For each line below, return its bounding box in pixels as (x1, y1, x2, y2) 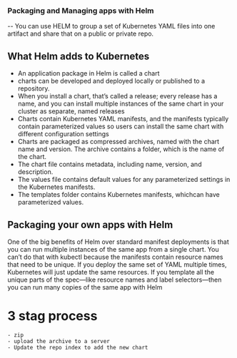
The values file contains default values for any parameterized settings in (17, 175, 231, 184)
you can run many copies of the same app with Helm (7, 282, 163, 291)
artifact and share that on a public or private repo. (7, 29, 154, 38)
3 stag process (7, 308, 98, 324)
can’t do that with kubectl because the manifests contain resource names (7, 252, 223, 261)
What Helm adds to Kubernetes (7, 50, 150, 62)
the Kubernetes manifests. (17, 183, 96, 191)
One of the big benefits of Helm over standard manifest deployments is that (7, 237, 230, 246)
